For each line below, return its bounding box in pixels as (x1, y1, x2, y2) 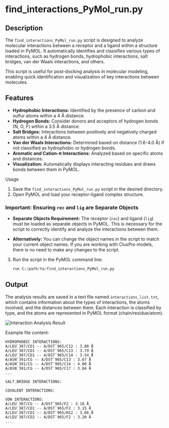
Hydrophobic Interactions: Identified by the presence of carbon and (12, 107, 155, 113)
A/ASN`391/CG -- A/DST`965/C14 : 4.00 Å (5, 361, 92, 366)
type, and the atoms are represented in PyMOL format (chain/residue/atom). (5, 310, 164, 316)
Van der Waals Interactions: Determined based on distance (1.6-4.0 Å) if (12, 139, 164, 145)
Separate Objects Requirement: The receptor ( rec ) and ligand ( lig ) (12, 216, 154, 222)
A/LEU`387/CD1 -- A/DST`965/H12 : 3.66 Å (5, 410, 94, 415)
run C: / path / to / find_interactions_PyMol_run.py (12, 267, 115, 272)
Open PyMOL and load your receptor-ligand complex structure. (12, 191, 144, 197)
